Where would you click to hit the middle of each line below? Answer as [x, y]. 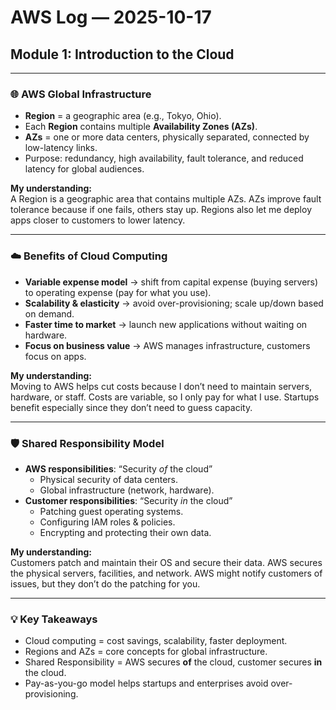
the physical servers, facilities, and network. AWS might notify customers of [166, 573]
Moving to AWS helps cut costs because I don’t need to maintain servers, [161, 386]
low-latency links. [61, 148]
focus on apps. [55, 356]
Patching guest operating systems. [111, 511]
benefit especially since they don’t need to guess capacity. [131, 407]
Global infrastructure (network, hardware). [127, 490]
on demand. [49, 313]
